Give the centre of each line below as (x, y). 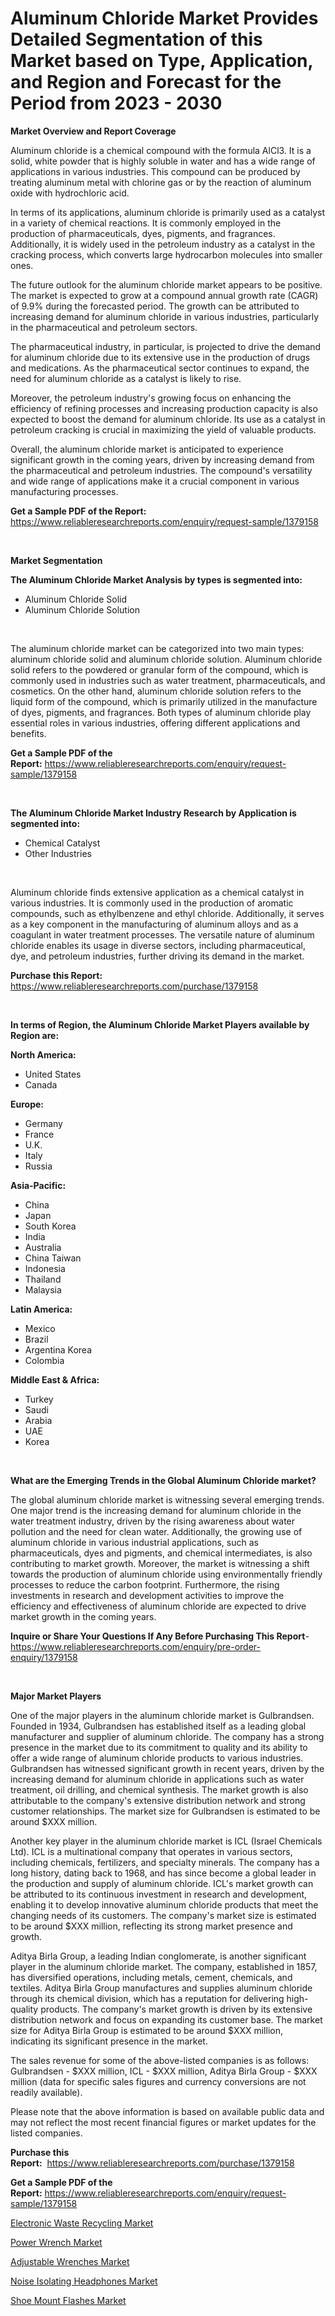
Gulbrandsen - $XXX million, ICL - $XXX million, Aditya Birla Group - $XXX (164, 2071)
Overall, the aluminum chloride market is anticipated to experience (147, 449)
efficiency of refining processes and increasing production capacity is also (164, 408)
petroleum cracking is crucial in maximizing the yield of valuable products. (163, 429)
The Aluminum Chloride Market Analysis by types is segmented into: (156, 579)
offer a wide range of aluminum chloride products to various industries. (157, 1758)
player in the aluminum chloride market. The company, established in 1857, (164, 1966)
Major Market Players (56, 1696)
